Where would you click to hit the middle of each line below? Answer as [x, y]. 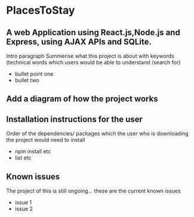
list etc [23, 158]
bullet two [27, 80]
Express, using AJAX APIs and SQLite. [79, 41]
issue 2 [24, 209]
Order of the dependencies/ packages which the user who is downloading [98, 134]
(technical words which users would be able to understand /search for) [93, 62]
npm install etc [33, 151]
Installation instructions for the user [75, 119]
